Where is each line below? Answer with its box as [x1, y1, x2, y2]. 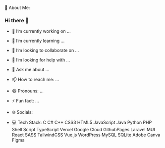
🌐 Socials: [11, 109, 33, 115]
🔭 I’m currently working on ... [11, 28, 71, 34]
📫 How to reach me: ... [11, 77, 59, 83]
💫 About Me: [4, 5, 30, 10]
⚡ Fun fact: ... [11, 98, 39, 104]
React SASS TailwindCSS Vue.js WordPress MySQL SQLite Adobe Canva [11, 132, 161, 138]
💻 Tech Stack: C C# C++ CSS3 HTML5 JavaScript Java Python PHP [11, 119, 152, 126]
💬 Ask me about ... [11, 67, 50, 73]
